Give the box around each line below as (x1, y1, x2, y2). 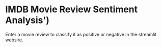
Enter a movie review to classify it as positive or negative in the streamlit (5, 31, 157, 37)
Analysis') (5, 14, 50, 26)
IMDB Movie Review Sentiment (5, 4, 138, 15)
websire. (5, 37, 23, 43)
